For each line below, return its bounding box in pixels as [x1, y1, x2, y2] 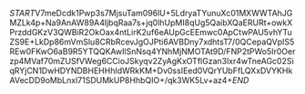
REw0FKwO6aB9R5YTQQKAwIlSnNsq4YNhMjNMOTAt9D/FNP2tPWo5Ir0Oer [9, 46, 296, 57]
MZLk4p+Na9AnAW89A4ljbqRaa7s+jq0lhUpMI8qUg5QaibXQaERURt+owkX [9, 17, 293, 28]
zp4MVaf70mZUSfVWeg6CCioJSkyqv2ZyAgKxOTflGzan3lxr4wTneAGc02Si [9, 56, 294, 66]
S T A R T [9, 8, 36, 18]
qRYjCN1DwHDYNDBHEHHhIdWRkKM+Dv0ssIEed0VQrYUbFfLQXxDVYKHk [9, 65, 293, 76]
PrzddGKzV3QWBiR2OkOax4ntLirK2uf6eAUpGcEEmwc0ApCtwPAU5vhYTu [9, 27, 293, 37]
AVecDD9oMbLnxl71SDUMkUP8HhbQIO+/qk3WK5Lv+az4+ [9, 75, 233, 85]
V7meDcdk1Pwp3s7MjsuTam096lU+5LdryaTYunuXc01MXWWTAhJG [35, 8, 293, 18]
